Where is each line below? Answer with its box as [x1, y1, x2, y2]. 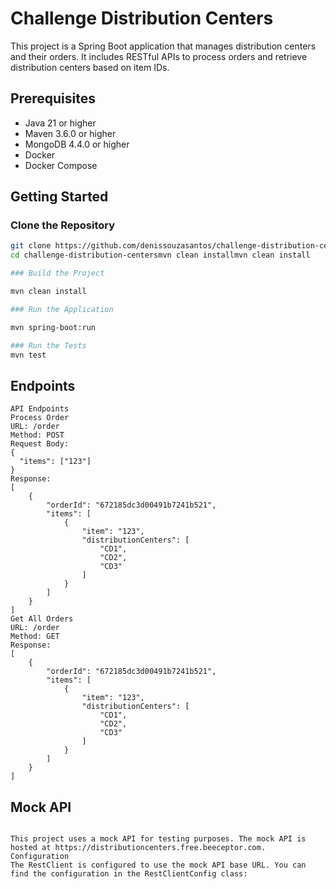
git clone [10, 241, 52, 251]
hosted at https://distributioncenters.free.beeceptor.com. [10, 843, 267, 853]
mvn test [10, 350, 47, 360]
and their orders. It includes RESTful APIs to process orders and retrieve [10, 50, 308, 62]
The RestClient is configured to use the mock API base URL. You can [10, 860, 307, 871]
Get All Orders [10, 614, 74, 624]
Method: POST [10, 430, 65, 441]
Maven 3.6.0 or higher [24, 127, 117, 139]
